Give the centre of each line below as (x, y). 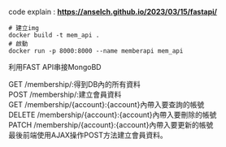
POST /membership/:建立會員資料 (65, 94)
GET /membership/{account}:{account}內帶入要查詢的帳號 (106, 104)
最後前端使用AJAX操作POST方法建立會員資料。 (88, 135)
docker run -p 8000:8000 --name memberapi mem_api (96, 51)
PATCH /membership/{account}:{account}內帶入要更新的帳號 (111, 125)
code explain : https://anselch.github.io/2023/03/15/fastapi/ (113, 12)
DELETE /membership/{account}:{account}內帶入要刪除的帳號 (113, 115)
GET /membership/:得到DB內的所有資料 (74, 84)
